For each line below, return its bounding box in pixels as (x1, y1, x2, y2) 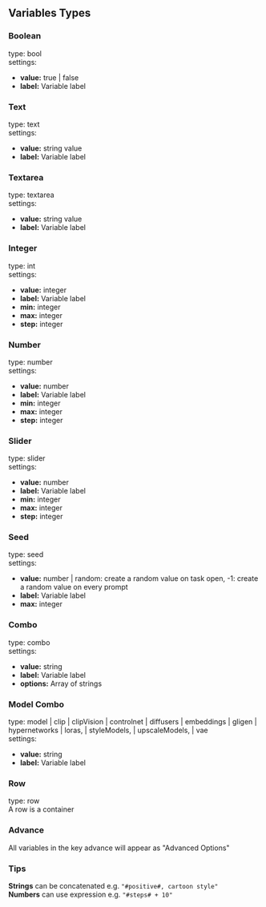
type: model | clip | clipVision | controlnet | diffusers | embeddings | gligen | (8, 717, 258, 727)
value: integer (19, 284, 66, 295)
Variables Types (8, 6, 91, 20)
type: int (8, 260, 36, 271)
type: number (8, 357, 54, 367)
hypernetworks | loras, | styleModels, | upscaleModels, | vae (8, 725, 208, 736)
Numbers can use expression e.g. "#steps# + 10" (8, 889, 173, 899)
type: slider (8, 453, 46, 463)
